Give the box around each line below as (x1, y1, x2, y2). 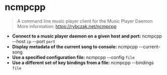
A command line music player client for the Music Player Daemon (17, 18, 153, 24)
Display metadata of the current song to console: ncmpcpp (12, 43, 138, 49)
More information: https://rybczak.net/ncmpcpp (17, 23, 117, 29)
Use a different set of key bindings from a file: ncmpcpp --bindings (12, 59, 154, 65)
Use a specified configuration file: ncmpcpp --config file (12, 54, 135, 60)
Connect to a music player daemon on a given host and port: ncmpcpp (12, 33, 162, 39)
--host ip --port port (12, 38, 56, 44)
